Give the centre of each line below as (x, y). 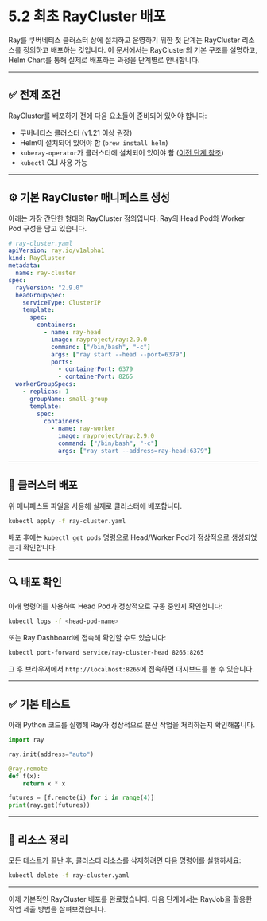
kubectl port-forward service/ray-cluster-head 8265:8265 (106, 653)
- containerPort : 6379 (96, 369)
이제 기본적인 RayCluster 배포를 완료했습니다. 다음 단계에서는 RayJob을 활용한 (130, 899)
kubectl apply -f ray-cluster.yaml (67, 521)
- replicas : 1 (46, 392)
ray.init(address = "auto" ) (51, 754)
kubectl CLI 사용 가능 (54, 162)
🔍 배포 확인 (35, 583)
